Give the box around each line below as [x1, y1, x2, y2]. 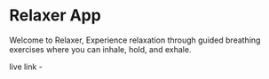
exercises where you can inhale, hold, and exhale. [9, 43, 192, 54]
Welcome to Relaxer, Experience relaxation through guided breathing [9, 35, 261, 45]
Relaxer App [9, 5, 102, 26]
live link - [9, 61, 43, 72]
